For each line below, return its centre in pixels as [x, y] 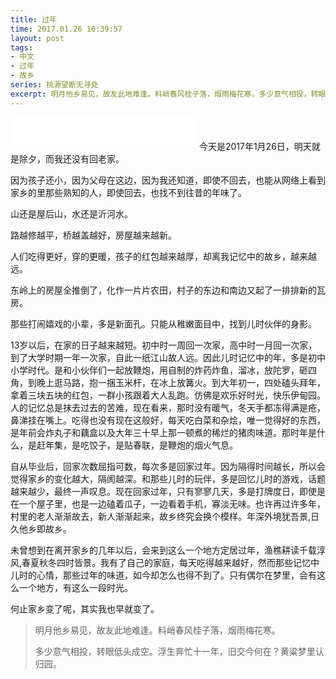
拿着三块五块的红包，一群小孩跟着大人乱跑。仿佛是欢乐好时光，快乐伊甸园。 [168, 395]
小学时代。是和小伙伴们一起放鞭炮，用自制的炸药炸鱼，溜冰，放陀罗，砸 [159, 370]
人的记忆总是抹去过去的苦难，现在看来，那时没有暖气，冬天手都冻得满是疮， [168, 407]
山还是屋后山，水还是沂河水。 [71, 213]
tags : [21, 47]
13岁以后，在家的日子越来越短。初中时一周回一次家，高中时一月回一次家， [164, 345]
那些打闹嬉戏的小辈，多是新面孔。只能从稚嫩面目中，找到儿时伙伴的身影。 [163, 323]
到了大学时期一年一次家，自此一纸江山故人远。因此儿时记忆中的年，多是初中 [168, 357]
